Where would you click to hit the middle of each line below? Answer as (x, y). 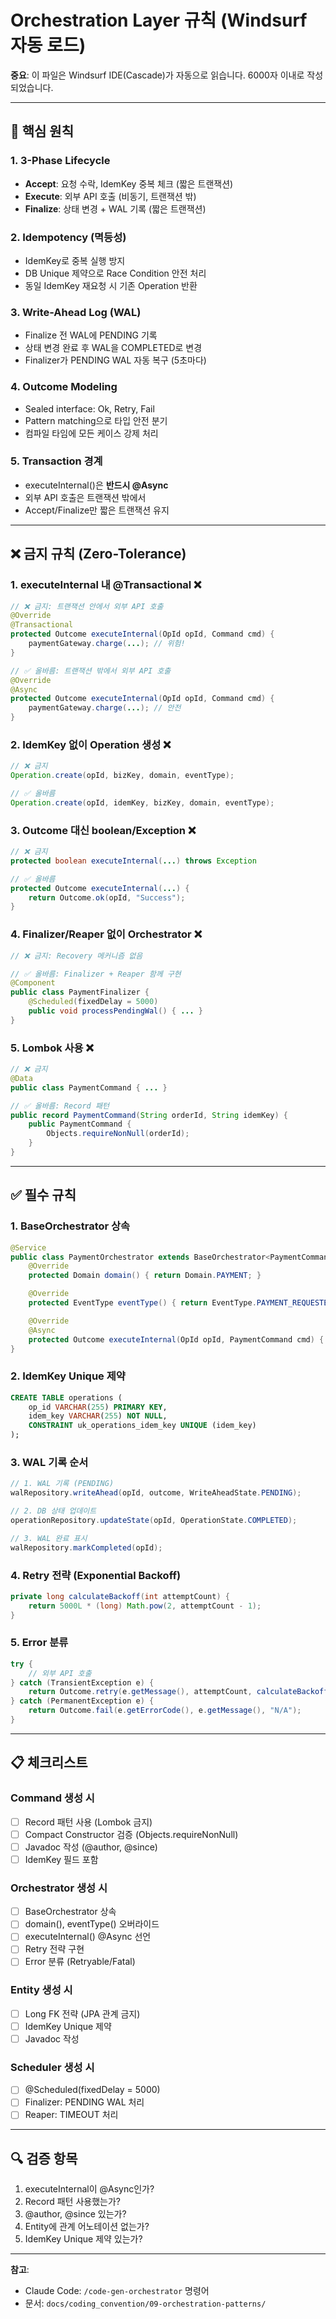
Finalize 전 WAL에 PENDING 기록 (91, 335)
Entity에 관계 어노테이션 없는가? (87, 2227)
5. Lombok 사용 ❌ (52, 1048)
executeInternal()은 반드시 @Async (96, 485)
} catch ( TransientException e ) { (82, 1682)
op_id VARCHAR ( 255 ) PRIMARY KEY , (98, 1407)
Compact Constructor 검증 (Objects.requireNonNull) (131, 1834)
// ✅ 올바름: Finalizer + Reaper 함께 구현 (96, 974)
